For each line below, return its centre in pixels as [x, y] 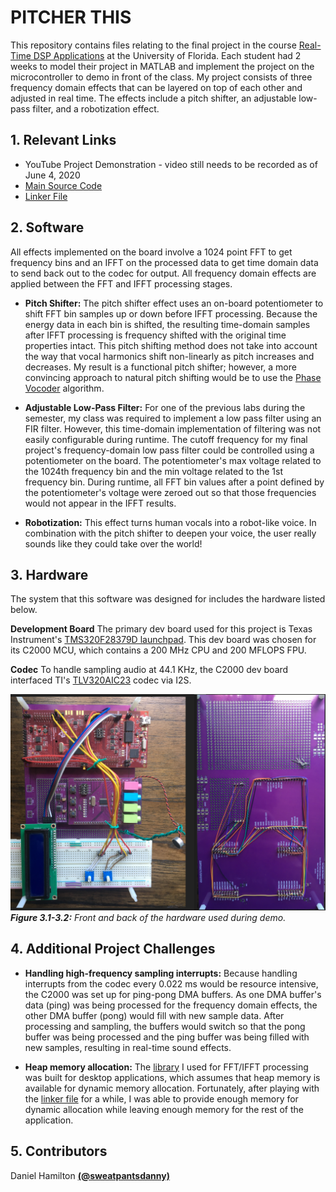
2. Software [47, 227]
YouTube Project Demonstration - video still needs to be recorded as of [171, 164]
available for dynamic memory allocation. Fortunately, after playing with [172, 1088]
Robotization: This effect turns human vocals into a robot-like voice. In [170, 522]
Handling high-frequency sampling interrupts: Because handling [161, 973]
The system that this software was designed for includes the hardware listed [168, 599]
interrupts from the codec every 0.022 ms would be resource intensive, [171, 983]
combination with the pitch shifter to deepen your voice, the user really [170, 533]
